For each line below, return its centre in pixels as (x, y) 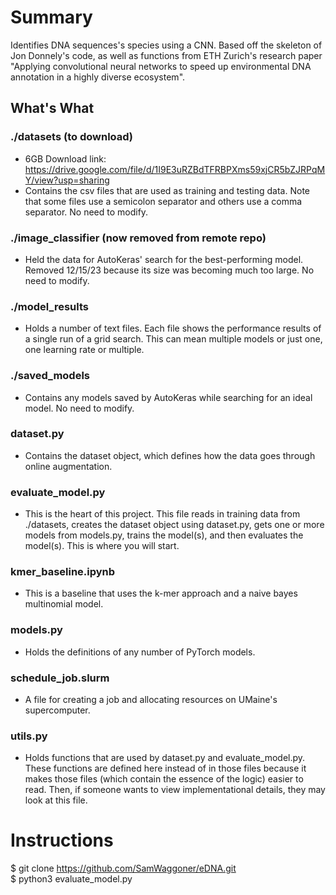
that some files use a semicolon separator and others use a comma (163, 201)
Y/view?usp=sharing (67, 180)
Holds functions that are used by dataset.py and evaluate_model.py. (165, 758)
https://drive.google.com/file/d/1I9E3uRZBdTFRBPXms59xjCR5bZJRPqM (175, 169)
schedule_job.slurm (60, 678)
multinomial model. (64, 604)
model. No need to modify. (79, 408)
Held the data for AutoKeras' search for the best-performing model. (164, 259)
